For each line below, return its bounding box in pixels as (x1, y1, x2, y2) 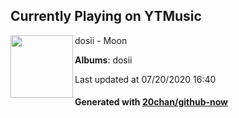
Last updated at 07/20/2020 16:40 (74, 73, 217, 85)
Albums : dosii (74, 54, 133, 66)
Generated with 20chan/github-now (74, 96, 229, 108)
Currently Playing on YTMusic (10, 8, 202, 25)
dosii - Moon (74, 34, 128, 46)
